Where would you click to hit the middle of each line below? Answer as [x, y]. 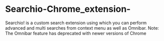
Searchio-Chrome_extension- [68, 9]
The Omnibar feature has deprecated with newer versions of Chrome [76, 33]
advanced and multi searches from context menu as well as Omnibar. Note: [82, 28]
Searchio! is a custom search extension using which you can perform [76, 23]
